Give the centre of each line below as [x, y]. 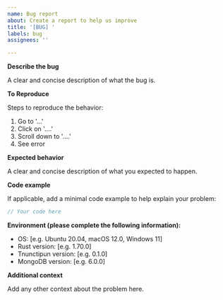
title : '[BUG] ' [31, 27]
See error [31, 144]
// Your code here [34, 212]
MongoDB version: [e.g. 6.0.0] [61, 261]
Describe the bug [33, 67]
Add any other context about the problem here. [76, 289]
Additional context [35, 275]
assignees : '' [28, 40]
